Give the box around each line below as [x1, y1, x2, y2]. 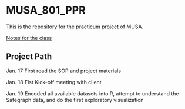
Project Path [6, 51, 52, 62]
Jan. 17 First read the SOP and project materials [6, 67, 122, 74]
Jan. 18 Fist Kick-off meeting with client [6, 78, 102, 85]
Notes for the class [6, 34, 52, 41]
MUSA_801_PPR [6, 4, 86, 17]
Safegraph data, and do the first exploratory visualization [6, 96, 144, 103]
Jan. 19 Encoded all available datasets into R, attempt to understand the [6, 90, 179, 97]
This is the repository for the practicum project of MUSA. [6, 23, 144, 30]
